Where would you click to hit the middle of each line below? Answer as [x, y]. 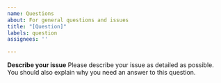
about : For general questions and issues [68, 20]
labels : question [32, 33]
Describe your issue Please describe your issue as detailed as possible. [110, 65]
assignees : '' [28, 39]
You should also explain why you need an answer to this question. [101, 73]
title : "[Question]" [37, 26]
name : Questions [31, 13]
